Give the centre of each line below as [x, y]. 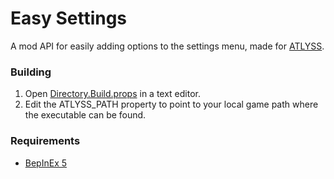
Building [31, 72]
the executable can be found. [85, 115]
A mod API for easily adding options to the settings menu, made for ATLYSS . [167, 46]
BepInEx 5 [46, 163]
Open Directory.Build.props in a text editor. [113, 94]
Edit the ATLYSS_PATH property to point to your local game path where [171, 104]
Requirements [45, 141]
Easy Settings [69, 18]
